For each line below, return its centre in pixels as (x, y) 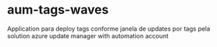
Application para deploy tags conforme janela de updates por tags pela (108, 29)
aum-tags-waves (58, 10)
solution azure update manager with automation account (88, 35)
